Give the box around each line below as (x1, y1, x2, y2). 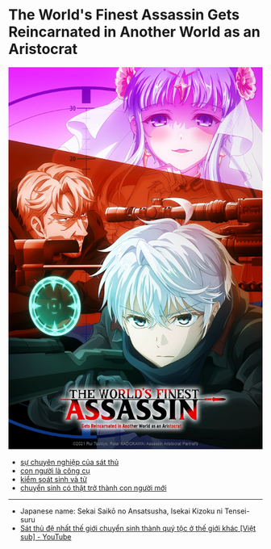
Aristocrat (8, 40, 78, 58)
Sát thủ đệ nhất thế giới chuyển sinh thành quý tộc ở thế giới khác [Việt (19, 523, 256, 533)
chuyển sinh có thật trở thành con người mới (19, 483, 167, 492)
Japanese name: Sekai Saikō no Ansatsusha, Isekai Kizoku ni (19, 506, 223, 516)
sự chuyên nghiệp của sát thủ (19, 457, 119, 467)
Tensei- (224, 506, 250, 516)
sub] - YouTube (19, 531, 72, 542)
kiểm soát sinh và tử (19, 474, 87, 484)
